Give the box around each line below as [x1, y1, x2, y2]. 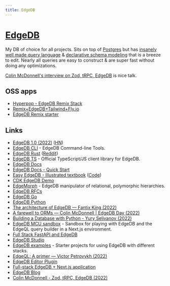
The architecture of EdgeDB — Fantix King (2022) [12, 205, 117, 211]
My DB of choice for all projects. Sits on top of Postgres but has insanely [5, 46, 157, 52]
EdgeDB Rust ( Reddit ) [12, 151, 58, 157]
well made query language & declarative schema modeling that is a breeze [5, 51, 161, 58]
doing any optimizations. [5, 62, 57, 69]
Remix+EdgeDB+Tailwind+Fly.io [12, 106, 80, 112]
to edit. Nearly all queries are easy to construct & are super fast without [5, 57, 155, 63]
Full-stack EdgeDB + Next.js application [12, 264, 96, 270]
